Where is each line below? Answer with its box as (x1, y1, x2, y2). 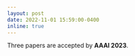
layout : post (7, 10, 45, 17)
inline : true (7, 23, 45, 29)
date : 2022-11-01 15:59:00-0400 (7, 16, 99, 23)
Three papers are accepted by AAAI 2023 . (7, 42, 129, 50)
